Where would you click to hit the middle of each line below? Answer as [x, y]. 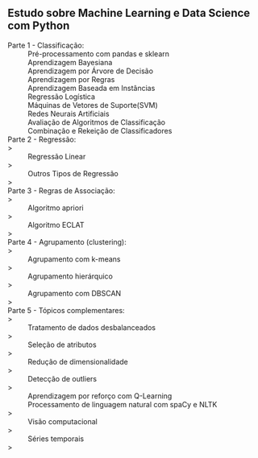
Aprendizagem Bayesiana [70, 62]
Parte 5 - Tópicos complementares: [67, 310]
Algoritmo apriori [56, 208]
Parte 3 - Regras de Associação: [61, 190]
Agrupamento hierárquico [71, 276]
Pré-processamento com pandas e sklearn [99, 54]
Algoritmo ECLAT [56, 225]
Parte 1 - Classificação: [46, 45]
